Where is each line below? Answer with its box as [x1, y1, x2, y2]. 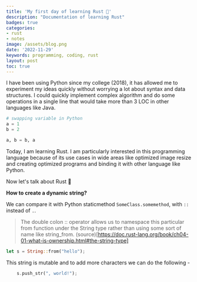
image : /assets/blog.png [6, 42, 67, 48]
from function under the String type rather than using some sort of [20, 224, 182, 231]
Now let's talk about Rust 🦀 [6, 177, 72, 185]
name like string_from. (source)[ [20, 230, 98, 238]
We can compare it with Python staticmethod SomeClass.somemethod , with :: [6, 200, 189, 207]
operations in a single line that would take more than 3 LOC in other [6, 98, 169, 105]
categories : [6, 25, 35, 31]
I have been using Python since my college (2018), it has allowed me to [6, 79, 178, 86]
